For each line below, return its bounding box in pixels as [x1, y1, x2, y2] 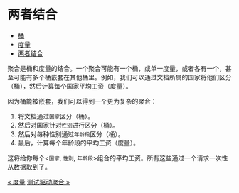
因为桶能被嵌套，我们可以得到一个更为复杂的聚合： [7, 96, 157, 105]
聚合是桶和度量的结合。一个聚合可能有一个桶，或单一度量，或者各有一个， [7, 64, 225, 72]
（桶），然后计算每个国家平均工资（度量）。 [7, 82, 132, 90]
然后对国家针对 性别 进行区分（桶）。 [17, 121, 119, 129]
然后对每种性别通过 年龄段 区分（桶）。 [17, 129, 124, 138]
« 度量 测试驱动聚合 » [7, 177, 70, 186]
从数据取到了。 [7, 162, 51, 171]
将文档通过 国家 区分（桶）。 [17, 111, 95, 121]
